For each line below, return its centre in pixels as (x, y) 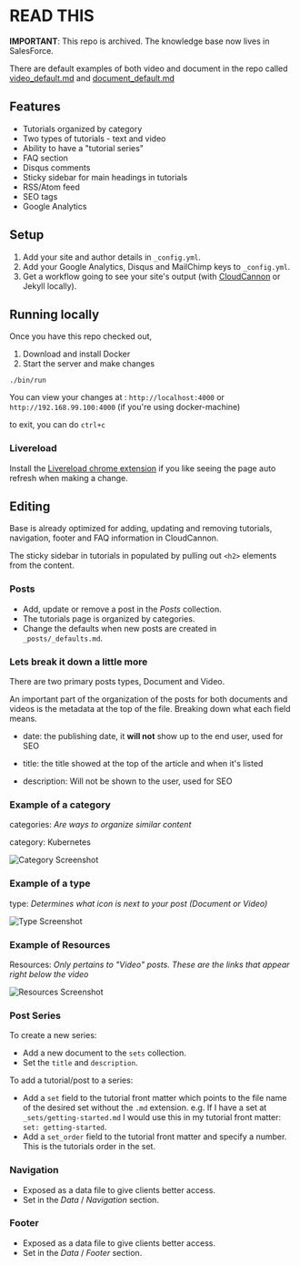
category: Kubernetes (50, 842)
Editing (30, 507)
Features (35, 107)
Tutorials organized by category (82, 129)
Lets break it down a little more (79, 662)
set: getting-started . (65, 1127)
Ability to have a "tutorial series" (83, 148)
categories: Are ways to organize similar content (100, 825)
